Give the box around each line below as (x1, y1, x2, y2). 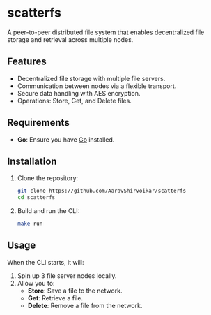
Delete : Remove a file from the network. (27, 301, 143, 309)
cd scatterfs (17, 194, 56, 201)
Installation (7, 155, 57, 167)
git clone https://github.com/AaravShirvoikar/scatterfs (17, 187, 187, 195)
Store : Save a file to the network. (27, 286, 123, 295)
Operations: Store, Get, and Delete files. (17, 96, 132, 105)
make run (17, 220, 43, 228)
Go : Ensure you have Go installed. (17, 135, 115, 144)
